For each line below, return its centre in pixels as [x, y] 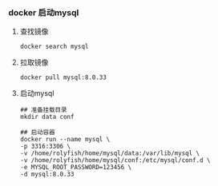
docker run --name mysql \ [65, 140]
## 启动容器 [37, 133]
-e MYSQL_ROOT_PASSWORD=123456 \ [76, 168]
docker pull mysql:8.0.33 [63, 77]
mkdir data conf [47, 117]
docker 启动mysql [44, 12]
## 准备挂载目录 [43, 110]
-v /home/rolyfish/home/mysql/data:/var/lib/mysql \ [110, 153]
